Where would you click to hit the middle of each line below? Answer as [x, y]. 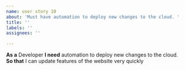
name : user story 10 [31, 11]
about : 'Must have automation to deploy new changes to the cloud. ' [93, 17]
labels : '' [19, 28]
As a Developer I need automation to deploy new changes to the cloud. [92, 55]
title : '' [18, 22]
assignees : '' [23, 33]
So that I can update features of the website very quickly [75, 61]
